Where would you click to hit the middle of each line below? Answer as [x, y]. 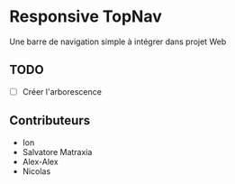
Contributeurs [50, 120]
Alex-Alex [40, 161]
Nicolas [36, 171]
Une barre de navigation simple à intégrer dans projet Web [118, 41]
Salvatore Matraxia [57, 152]
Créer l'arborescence [62, 91]
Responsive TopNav [86, 17]
